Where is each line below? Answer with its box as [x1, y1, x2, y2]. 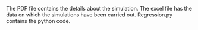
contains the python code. [6, 18, 71, 24]
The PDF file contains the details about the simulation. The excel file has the [6, 5, 192, 12]
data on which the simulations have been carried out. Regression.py [6, 11, 173, 18]
